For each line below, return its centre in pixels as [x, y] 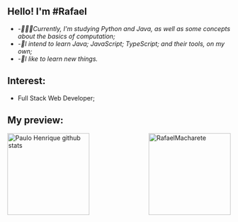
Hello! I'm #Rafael [47, 12]
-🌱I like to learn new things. [57, 59]
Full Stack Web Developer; [56, 98]
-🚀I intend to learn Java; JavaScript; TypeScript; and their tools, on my [121, 43]
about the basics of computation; [66, 36]
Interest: [27, 81]
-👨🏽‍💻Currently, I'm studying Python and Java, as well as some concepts [124, 28]
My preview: [35, 121]
